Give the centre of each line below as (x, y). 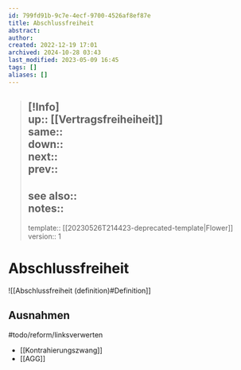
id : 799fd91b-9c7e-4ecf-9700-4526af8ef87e (80, 16)
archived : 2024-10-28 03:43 (55, 53)
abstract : (25, 30)
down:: (45, 144)
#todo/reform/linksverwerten (56, 334)
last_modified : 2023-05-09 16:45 (64, 60)
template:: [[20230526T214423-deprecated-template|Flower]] (130, 228)
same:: (45, 132)
